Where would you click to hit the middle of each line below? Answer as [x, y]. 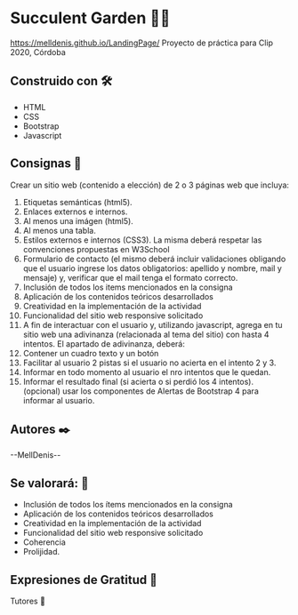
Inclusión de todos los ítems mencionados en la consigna [128, 505]
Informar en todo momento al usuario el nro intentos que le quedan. [147, 371]
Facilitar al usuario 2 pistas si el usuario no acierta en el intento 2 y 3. [149, 363]
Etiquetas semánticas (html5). [77, 202]
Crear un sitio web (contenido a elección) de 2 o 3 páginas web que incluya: [150, 185]
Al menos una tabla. [59, 230]
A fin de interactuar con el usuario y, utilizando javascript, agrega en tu [153, 324]
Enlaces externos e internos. [75, 212]
